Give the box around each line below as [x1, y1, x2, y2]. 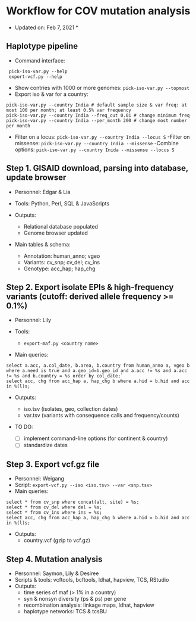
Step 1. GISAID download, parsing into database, [6, 163, 189, 173]
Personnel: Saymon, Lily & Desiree [14, 570, 99, 577]
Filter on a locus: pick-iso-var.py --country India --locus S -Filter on [14, 133, 190, 141]
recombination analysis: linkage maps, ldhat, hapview [23, 601, 154, 608]
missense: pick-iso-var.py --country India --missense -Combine [14, 139, 179, 146]
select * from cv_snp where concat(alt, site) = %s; [6, 499, 140, 505]
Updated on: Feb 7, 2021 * [14, 24, 79, 31]
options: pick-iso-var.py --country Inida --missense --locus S [14, 146, 175, 153]
